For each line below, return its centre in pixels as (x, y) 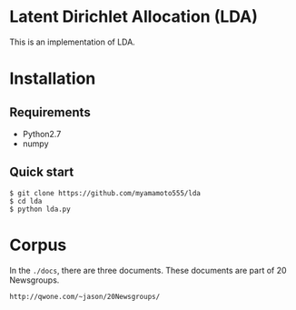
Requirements (50, 112)
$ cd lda (26, 201)
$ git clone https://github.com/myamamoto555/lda (105, 193)
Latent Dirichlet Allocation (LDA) (134, 17)
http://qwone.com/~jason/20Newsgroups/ (85, 296)
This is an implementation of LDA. (73, 42)
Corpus (38, 245)
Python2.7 (42, 134)
